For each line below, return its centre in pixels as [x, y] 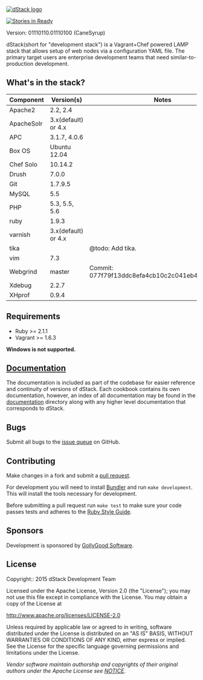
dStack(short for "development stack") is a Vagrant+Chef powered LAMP [98, 44]
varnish [20, 235]
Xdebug [21, 285]
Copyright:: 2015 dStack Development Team [61, 579]
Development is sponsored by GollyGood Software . [70, 545]
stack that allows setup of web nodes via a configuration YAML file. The [96, 51]
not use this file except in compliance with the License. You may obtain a [97, 597]
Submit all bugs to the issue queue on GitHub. [63, 442]
